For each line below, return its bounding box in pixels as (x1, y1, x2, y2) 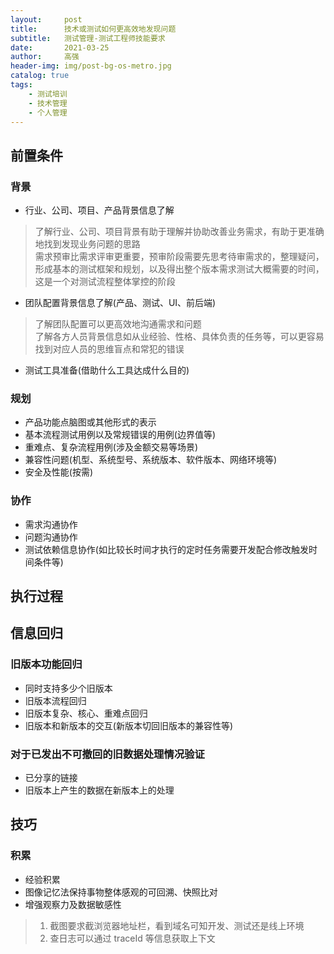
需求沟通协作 (24, 518, 78, 530)
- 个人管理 (28, 107, 68, 118)
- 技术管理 (28, 98, 68, 108)
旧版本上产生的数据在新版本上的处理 (24, 784, 175, 796)
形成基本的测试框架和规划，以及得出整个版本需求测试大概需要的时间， (34, 263, 325, 275)
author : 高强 (10, 52, 80, 62)
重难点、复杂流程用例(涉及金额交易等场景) (24, 441, 199, 453)
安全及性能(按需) (24, 466, 94, 478)
